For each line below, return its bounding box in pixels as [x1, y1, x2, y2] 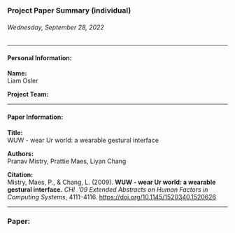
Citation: [7, 170, 34, 178]
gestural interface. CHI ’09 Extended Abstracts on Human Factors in [7, 185, 208, 194]
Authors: [7, 149, 34, 157]
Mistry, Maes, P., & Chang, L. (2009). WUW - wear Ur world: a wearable [7, 178, 216, 186]
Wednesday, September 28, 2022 [7, 23, 105, 31]
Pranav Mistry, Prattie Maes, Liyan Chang [7, 157, 127, 165]
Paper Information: [7, 113, 64, 121]
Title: [7, 128, 23, 136]
